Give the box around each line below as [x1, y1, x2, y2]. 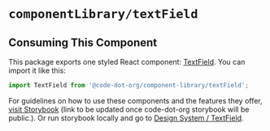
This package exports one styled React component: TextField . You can [8, 57, 246, 66]
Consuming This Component [8, 36, 158, 49]
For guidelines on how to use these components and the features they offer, [8, 95, 263, 105]
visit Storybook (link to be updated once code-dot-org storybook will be [8, 104, 250, 114]
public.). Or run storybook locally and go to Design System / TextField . [8, 112, 244, 123]
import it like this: [8, 65, 67, 75]
